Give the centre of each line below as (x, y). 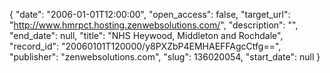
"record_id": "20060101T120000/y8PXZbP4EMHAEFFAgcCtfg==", (145, 46)
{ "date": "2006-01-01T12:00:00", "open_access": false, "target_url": (150, 14)
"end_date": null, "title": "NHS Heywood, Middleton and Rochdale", (146, 35)
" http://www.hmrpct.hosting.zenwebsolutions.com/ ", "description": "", (154, 25)
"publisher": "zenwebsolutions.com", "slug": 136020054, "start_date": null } (165, 57)
